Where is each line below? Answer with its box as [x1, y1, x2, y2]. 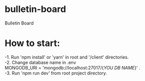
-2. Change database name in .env [5, 59, 76, 65]
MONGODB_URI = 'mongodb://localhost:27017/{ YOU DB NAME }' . [5, 64, 141, 70]
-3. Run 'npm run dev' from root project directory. [5, 70, 107, 76]
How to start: [5, 37, 60, 49]
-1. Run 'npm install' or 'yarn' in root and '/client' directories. [5, 54, 129, 60]
